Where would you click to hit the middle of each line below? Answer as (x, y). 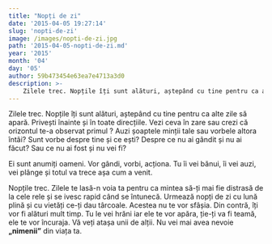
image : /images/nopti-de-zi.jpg (63, 38)
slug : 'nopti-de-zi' (43, 31)
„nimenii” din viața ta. (45, 231)
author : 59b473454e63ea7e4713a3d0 (67, 76)
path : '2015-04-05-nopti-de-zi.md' (68, 46)
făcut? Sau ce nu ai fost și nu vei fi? (68, 148)
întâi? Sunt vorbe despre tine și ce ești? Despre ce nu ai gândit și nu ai (125, 140)
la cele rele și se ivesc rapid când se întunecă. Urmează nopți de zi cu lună (133, 197)
